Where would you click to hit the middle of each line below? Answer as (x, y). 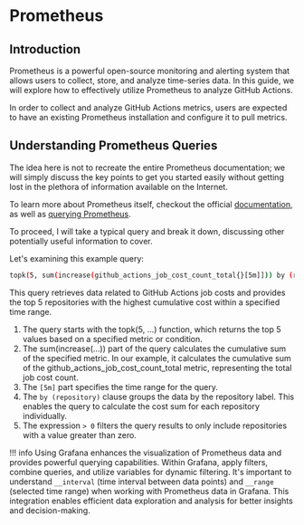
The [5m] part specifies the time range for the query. (120, 387)
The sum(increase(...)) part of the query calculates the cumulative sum (154, 348)
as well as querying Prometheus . (70, 214)
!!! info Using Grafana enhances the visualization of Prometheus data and (146, 453)
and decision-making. (50, 510)
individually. (45, 415)
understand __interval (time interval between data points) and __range (142, 482)
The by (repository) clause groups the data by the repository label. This (158, 396)
